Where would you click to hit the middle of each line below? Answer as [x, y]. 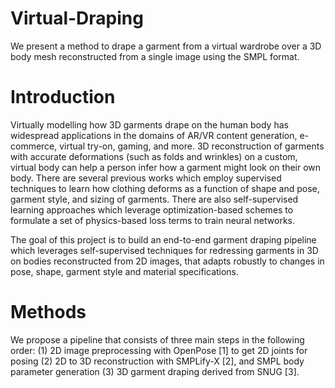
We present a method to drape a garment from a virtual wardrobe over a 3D [166, 46]
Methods [48, 312]
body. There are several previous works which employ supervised [146, 178]
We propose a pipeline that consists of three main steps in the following [157, 339]
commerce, [34, 146]
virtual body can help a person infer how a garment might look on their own [166, 167]
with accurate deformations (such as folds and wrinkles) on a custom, [154, 156]
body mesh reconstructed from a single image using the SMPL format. [155, 56]
